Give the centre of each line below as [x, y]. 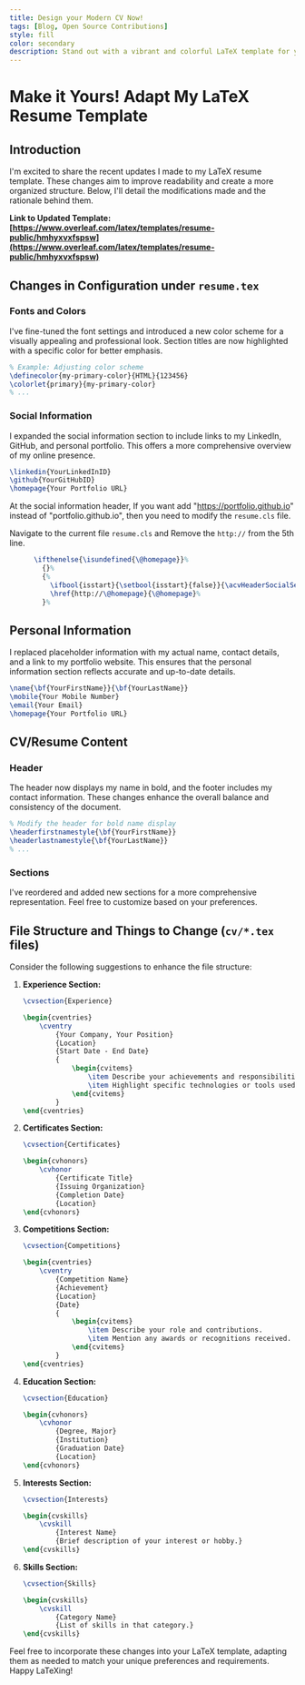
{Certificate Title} [94, 1178]
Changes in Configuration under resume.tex [134, 285]
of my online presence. [52, 455]
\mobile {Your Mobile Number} [64, 697]
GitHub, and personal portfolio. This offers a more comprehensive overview [151, 445]
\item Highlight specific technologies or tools [181, 1085]
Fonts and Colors [48, 311]
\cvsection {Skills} [59, 1583]
